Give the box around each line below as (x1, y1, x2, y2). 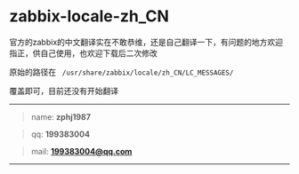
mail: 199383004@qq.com (30, 146, 133, 156)
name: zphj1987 (30, 111, 92, 122)
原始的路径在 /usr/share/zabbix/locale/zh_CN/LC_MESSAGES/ (9, 67, 234, 77)
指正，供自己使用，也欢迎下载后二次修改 (9, 47, 158, 59)
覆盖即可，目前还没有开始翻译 (9, 85, 118, 96)
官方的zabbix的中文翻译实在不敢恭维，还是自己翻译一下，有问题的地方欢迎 (9, 36, 283, 47)
